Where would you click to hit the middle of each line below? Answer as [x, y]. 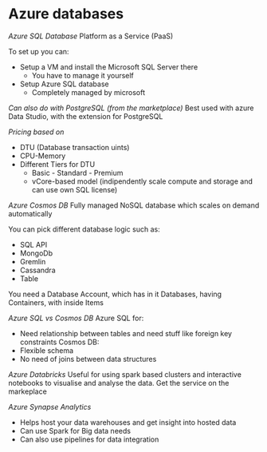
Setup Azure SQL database [64, 84]
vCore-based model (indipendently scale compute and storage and [142, 181]
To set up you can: [39, 51]
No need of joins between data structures [88, 359]
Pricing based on [36, 132]
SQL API [33, 244]
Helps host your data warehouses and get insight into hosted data [128, 422]
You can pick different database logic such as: [84, 229]
